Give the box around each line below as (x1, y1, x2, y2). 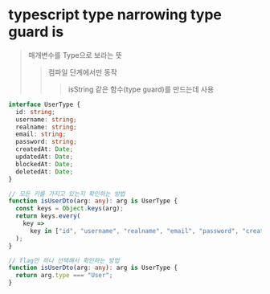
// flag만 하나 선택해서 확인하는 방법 (8, 256, 120, 264)
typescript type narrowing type (8, 6, 223, 24)
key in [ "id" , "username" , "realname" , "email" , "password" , (29, 227, 239, 235)
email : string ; (15, 130, 67, 138)
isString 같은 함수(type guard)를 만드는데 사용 (67, 84, 215, 94)
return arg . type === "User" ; (15, 272, 113, 280)
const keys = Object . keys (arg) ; (15, 205, 125, 213)
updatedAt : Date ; (15, 153, 74, 161)
